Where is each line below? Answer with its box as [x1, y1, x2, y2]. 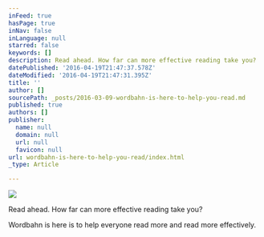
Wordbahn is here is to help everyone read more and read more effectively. [8, 220, 257, 230]
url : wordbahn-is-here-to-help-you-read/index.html [8, 153, 185, 161]
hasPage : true [8, 19, 56, 27]
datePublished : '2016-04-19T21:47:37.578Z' [8, 64, 156, 72]
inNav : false [8, 26, 52, 34]
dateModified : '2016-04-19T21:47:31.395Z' [8, 71, 152, 79]
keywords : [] [8, 49, 52, 57]
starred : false [8, 42, 59, 50]
